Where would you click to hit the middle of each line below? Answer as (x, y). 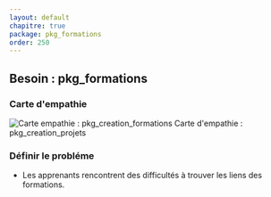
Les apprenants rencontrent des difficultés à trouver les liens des (142, 176)
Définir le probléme (52, 155)
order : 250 (30, 42)
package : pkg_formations (55, 34)
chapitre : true (38, 26)
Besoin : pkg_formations (78, 78)
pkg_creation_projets (48, 132)
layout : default (39, 17)
